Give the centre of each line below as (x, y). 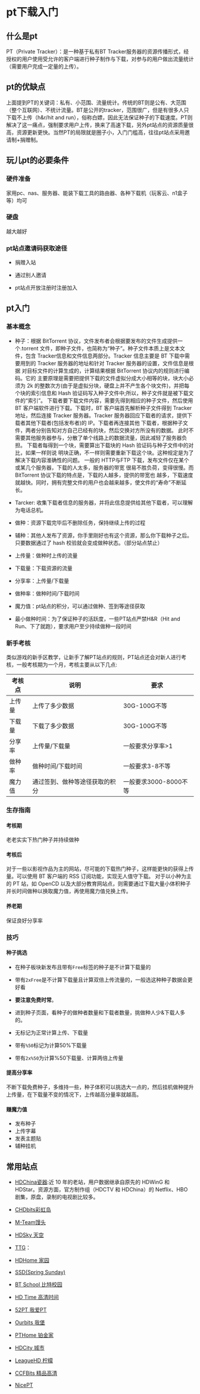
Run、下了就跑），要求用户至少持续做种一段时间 (73, 626)
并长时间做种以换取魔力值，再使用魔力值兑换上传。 (69, 891)
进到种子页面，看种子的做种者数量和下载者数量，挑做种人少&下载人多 (100, 1012)
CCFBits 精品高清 (36, 1373)
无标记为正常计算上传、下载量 (51, 1032)
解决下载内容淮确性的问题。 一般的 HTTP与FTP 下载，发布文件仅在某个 (102, 460)
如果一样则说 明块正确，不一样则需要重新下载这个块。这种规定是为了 (110, 452)
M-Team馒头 (30, 1222)
